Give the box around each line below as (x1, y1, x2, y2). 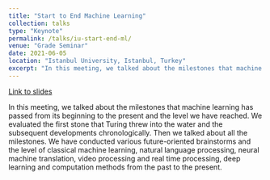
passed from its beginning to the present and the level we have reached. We (8, 111, 263, 120)
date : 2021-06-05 (8, 49, 67, 57)
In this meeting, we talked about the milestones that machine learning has (8, 102, 254, 111)
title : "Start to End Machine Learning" (8, 11, 147, 20)
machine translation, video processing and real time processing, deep (8, 153, 241, 163)
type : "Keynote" (8, 27, 63, 35)
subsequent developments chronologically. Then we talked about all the (8, 128, 248, 137)
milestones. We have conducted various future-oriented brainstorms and (8, 136, 251, 146)
